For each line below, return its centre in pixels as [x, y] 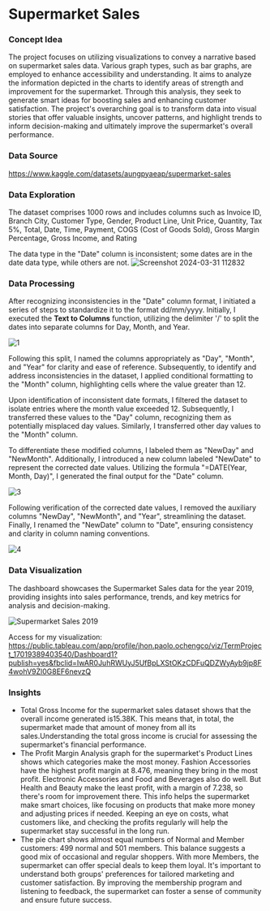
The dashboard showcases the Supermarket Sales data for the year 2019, [131, 588]
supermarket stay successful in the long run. [95, 831]
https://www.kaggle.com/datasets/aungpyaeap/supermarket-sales [120, 173]
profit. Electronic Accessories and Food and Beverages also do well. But [141, 779]
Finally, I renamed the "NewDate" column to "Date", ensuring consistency [131, 525]
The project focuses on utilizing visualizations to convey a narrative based [132, 57]
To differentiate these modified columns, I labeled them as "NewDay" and [131, 451]
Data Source [33, 156]
